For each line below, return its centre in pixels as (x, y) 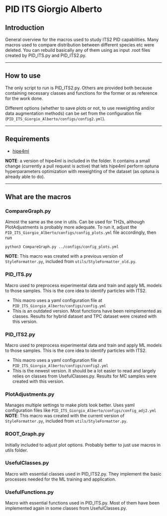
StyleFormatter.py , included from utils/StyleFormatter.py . (66, 421)
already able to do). (25, 176)
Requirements (27, 139)
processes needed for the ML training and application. (61, 479)
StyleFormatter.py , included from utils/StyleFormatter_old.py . (71, 261)
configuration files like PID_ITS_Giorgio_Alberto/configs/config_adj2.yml (81, 410)
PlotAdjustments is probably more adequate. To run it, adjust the (71, 227)
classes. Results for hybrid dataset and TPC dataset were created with (84, 316)
